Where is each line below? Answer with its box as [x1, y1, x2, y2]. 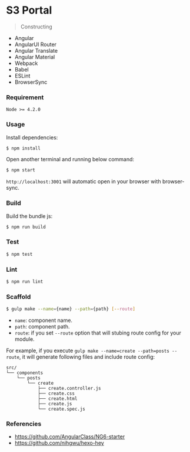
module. [14, 335, 35, 343]
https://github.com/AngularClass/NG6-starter [14, 433, 125, 440]
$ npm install [6, 145, 41, 151]
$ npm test [6, 251, 33, 257]
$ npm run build [6, 224, 46, 230]
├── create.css [37, 391, 75, 396]
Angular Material [14, 53, 55, 60]
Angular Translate [14, 47, 58, 54]
